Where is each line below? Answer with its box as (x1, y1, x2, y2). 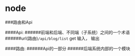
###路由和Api (5, 19, 33, 25)
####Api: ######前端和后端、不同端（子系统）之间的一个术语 (5, 29, 130, 35)
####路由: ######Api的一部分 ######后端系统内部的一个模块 (5, 45, 131, 51)
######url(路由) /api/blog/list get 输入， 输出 (5, 35, 100, 41)
